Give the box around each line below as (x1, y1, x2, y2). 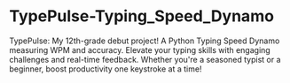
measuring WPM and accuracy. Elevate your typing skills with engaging (9, 44, 270, 55)
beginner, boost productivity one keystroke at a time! (9, 64, 202, 74)
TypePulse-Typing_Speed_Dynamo (9, 6, 275, 26)
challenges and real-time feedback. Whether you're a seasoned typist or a (9, 54, 281, 64)
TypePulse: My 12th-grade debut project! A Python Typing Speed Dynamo (9, 35, 280, 46)
